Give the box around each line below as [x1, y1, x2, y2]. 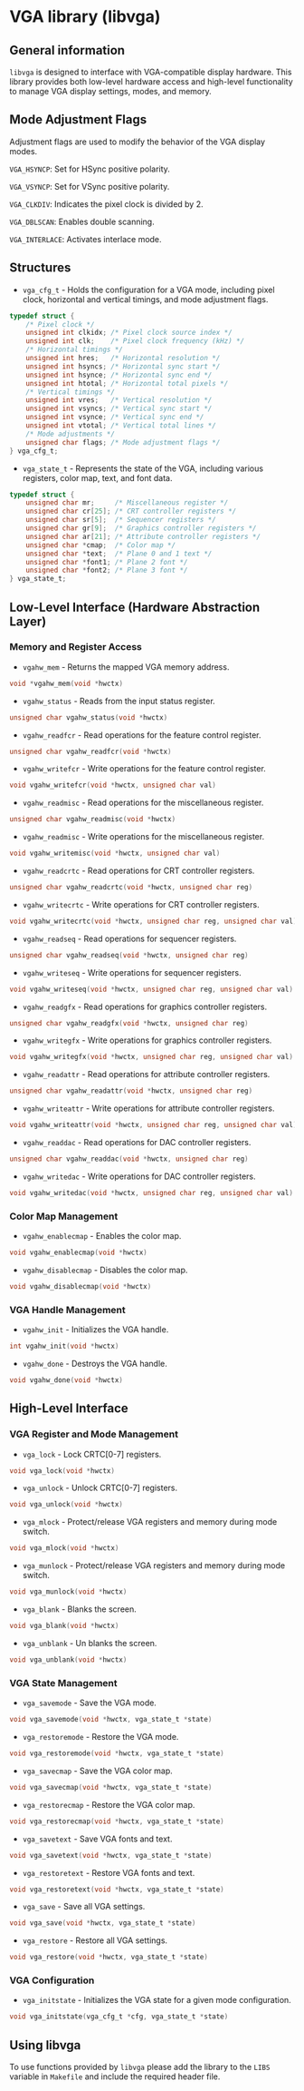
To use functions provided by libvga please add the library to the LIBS [9, 2062, 271, 2073]
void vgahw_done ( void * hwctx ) [9, 1376, 124, 1385]
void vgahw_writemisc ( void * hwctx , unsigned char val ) [9, 849, 221, 859]
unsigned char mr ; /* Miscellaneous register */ [25, 498, 229, 507]
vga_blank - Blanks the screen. [22, 1604, 138, 1615]
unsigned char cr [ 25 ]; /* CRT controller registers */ [25, 506, 237, 516]
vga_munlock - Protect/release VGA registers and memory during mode [22, 1560, 286, 1571]
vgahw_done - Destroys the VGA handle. [22, 1359, 167, 1369]
